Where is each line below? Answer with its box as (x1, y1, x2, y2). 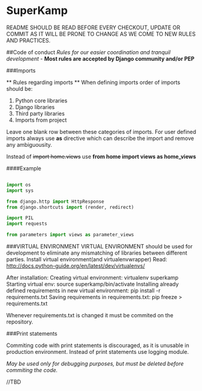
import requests (6, 220, 47, 227)
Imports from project (15, 116, 67, 124)
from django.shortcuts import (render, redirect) (6, 204, 135, 210)
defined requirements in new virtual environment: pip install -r (6, 287, 161, 294)
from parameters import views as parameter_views (6, 232, 135, 238)
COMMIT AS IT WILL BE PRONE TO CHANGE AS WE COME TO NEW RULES (6, 30, 196, 37)
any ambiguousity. (6, 141, 53, 148)
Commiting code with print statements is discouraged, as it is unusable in (6, 342, 189, 349)
